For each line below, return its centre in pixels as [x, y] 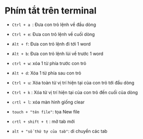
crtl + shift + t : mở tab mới [43, 121]
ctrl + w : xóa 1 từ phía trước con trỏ [49, 63]
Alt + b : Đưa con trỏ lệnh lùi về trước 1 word [57, 53]
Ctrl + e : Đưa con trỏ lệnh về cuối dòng [53, 34]
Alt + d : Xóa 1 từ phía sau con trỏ [46, 73]
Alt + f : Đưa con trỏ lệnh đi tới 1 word [51, 44]
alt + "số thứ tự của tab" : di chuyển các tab [60, 131]
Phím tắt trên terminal [51, 11]
